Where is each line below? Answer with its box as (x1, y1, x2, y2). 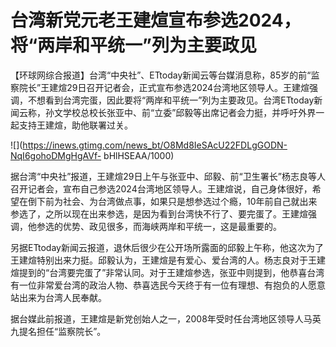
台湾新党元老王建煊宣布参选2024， (10, 9, 302, 32)
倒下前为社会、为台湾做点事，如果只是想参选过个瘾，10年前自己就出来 (27, 195, 318, 207)
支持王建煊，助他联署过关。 (18, 119, 133, 131)
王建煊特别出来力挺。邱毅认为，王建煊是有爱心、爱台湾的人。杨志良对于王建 (10, 254, 326, 266)
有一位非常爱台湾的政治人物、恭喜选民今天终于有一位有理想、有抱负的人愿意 (10, 279, 326, 291)
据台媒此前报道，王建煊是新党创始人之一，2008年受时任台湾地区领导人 (10, 312, 304, 325)
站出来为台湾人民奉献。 (10, 291, 107, 303)
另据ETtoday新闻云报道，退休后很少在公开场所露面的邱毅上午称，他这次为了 (10, 241, 324, 253)
